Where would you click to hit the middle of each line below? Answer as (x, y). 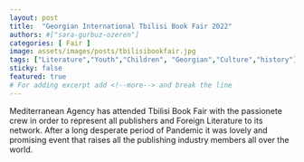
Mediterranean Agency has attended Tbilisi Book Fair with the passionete (146, 110)
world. (21, 149)
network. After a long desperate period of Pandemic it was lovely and (139, 130)
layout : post (34, 18)
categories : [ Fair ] (50, 43)
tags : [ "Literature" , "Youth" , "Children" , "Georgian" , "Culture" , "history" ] (153, 60)
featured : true (38, 77)
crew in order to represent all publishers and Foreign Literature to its (136, 120)
